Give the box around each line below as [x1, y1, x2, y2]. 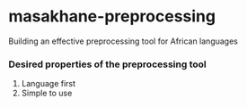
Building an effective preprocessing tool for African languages [8, 36, 239, 46]
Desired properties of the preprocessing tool [8, 58, 207, 70]
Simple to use [21, 87, 73, 99]
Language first [21, 78, 76, 89]
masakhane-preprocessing [8, 6, 216, 27]
